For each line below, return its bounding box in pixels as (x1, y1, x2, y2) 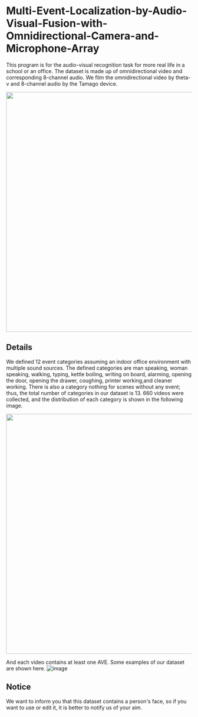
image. (6, 402, 23, 409)
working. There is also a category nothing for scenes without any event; (6, 383, 181, 390)
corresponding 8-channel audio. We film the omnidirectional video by (6, 74, 175, 81)
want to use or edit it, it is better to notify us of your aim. (6, 704, 143, 711)
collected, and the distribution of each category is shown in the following (6, 396, 183, 403)
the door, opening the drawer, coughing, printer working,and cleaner (6, 377, 173, 384)
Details (6, 343, 32, 353)
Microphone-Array (6, 42, 100, 56)
